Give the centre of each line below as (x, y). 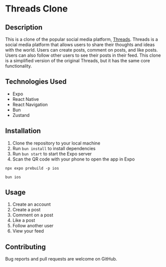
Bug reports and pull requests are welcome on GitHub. (61, 259)
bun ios (13, 177)
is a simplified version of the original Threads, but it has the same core (78, 60)
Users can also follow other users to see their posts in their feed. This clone (83, 55)
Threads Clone (36, 9)
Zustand (21, 115)
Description (24, 27)
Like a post (24, 220)
